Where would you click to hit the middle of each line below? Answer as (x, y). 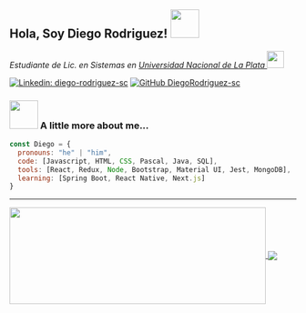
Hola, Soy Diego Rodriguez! (89, 34)
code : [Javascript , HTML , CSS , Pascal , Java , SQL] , (118, 161)
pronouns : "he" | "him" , (65, 152)
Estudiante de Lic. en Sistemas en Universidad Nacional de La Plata (138, 65)
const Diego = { (40, 145)
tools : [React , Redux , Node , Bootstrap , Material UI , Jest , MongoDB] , (154, 169)
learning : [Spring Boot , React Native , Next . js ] (112, 178)
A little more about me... (94, 126)
